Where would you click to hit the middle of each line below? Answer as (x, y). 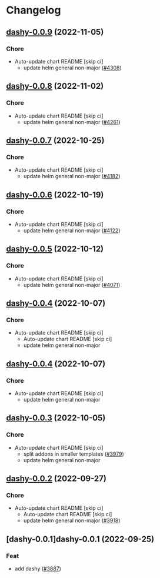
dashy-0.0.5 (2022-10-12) (55, 249)
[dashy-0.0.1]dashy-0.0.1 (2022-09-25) (80, 539)
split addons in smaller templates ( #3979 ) (74, 454)
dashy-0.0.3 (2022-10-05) (56, 418)
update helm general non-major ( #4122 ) (72, 230)
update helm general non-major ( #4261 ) (72, 122)
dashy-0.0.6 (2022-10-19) (55, 195)
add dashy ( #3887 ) (38, 569)
